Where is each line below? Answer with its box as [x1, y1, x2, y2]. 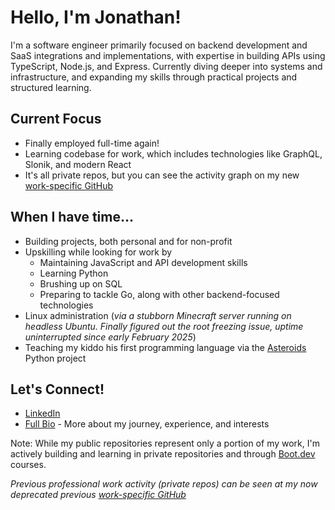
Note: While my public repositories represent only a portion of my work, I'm [10, 437, 320, 450]
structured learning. [10, 81, 92, 93]
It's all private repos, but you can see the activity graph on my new [24, 169, 300, 181]
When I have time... [10, 209, 134, 226]
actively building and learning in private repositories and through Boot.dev [10, 448, 316, 460]
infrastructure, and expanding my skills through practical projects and [10, 71, 298, 83]
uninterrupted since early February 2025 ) [24, 331, 197, 343]
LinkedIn [24, 407, 61, 420]
